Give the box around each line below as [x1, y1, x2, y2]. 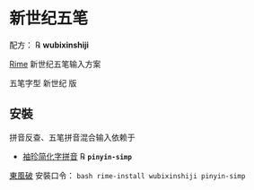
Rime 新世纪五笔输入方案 [9, 58, 101, 69]
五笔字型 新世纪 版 [9, 77, 77, 88]
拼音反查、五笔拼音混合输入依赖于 [9, 132, 136, 142]
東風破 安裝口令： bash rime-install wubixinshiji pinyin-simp [9, 169, 246, 180]
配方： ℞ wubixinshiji [9, 39, 90, 50]
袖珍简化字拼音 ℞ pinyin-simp [22, 151, 133, 161]
